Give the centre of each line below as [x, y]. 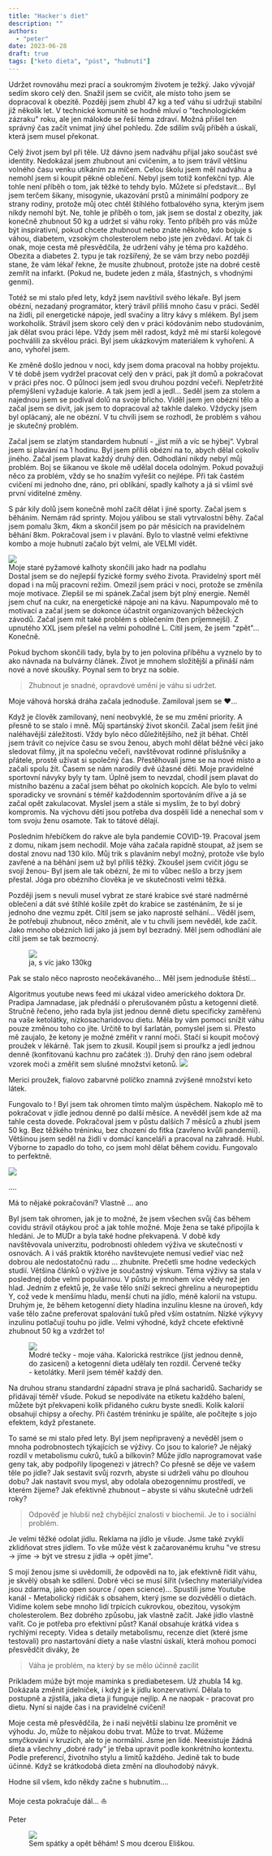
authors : [23, 31]
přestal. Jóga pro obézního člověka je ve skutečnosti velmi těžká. [117, 879]
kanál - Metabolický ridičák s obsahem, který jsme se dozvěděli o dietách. [132, 1597]
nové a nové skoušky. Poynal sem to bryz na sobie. [94, 669]
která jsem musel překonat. [54, 136]
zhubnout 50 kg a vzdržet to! [57, 1331]
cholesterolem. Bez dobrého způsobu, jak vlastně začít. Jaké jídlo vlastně [131, 1614]
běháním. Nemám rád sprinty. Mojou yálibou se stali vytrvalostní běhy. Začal [136, 517]
